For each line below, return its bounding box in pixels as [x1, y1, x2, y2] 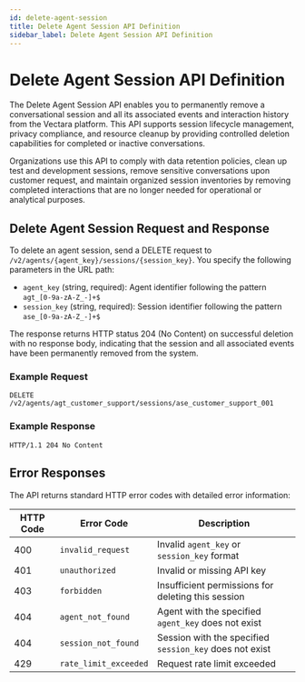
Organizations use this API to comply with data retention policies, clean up [9, 155, 288, 166]
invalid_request [59, 545, 130, 555]
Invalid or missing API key [157, 564, 267, 577]
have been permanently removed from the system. [9, 347, 199, 359]
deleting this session [157, 590, 245, 603]
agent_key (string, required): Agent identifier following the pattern [22, 282, 267, 293]
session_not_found [59, 637, 139, 648]
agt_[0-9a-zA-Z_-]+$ [22, 293, 101, 303]
